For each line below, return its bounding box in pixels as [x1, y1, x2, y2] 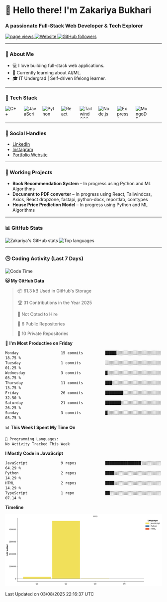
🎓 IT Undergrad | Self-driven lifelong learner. [12, 75, 106, 81]
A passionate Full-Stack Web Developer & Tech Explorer [5, 22, 143, 29]
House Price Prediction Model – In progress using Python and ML [12, 202, 148, 208]
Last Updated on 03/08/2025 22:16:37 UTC [5, 591, 94, 597]
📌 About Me [5, 51, 34, 58]
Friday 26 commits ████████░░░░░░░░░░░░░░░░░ [5, 390, 162, 396]
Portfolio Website [12, 152, 48, 158]
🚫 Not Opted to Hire [17, 311, 58, 317]
